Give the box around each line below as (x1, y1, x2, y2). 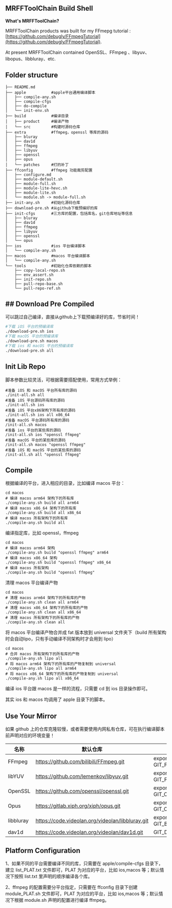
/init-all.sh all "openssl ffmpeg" (5, 452, 81, 457)
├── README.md (5, 84, 36, 89)
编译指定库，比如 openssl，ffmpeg (5, 530, 79, 536)
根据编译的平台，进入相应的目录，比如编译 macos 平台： (5, 480, 125, 486)
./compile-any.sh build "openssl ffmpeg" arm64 (5, 550, 109, 555)
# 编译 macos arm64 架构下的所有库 (5, 496, 74, 501)
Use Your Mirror (5, 711, 57, 721)
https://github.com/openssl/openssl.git (35, 788, 129, 795)
